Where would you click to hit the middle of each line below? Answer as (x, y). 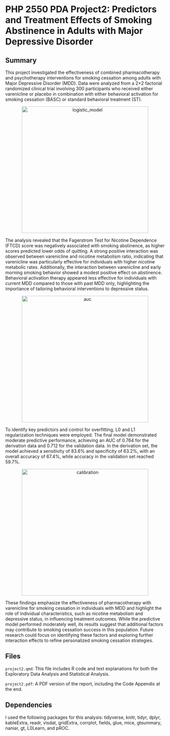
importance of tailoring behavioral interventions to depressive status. (77, 289)
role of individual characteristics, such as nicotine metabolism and (74, 613)
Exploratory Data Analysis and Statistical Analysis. (57, 674)
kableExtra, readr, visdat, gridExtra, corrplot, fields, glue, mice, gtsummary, (83, 722)
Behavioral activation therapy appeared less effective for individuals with (81, 278)
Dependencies (29, 705)
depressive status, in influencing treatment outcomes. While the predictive (83, 619)
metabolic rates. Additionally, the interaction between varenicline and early (83, 267)
